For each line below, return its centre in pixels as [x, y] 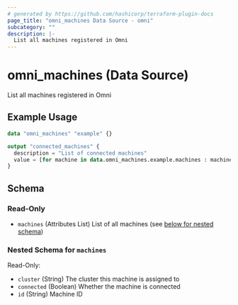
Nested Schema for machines [57, 250]
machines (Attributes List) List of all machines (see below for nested [115, 223]
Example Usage [42, 117]
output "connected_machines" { [53, 146]
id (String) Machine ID [50, 294]
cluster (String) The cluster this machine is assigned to [98, 279]
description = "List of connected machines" [80, 153]
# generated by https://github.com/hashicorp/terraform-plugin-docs [110, 14]
